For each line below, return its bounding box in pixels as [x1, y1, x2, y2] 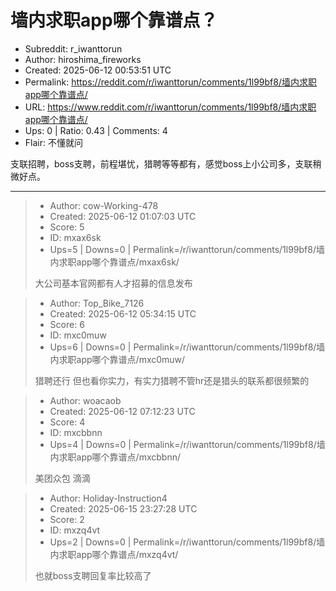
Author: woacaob [49, 394, 122, 406]
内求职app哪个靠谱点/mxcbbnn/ [49, 451, 181, 463]
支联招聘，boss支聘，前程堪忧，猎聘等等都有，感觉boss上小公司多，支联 [10, 157, 313, 170]
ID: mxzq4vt [49, 524, 101, 536]
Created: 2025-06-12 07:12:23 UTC [49, 405, 196, 417]
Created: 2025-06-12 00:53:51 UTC [24, 64, 172, 76]
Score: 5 [49, 221, 85, 233]
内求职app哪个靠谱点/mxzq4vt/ [49, 548, 179, 560]
